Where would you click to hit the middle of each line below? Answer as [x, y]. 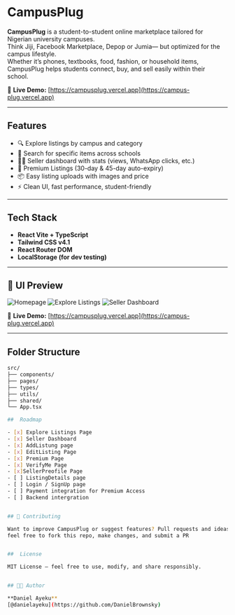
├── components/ [31, 375]
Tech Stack [32, 218]
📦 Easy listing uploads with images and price [83, 176]
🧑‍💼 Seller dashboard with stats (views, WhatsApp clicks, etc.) [106, 160]
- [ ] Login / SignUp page [47, 485]
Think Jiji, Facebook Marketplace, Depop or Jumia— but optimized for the [114, 46]
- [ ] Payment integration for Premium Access [76, 491]
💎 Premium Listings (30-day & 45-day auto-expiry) [91, 168]
